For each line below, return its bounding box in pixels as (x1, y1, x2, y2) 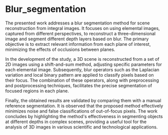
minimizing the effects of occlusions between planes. (5, 46, 115, 52)
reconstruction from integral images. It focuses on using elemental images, (5, 25, 160, 31)
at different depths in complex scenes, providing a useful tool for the (5, 119, 147, 125)
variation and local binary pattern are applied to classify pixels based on (5, 72, 154, 78)
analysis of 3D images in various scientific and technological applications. (5, 124, 158, 130)
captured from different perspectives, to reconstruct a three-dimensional (5, 30, 156, 36)
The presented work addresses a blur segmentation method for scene (5, 20, 150, 26)
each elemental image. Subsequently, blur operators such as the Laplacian (5, 66, 159, 73)
